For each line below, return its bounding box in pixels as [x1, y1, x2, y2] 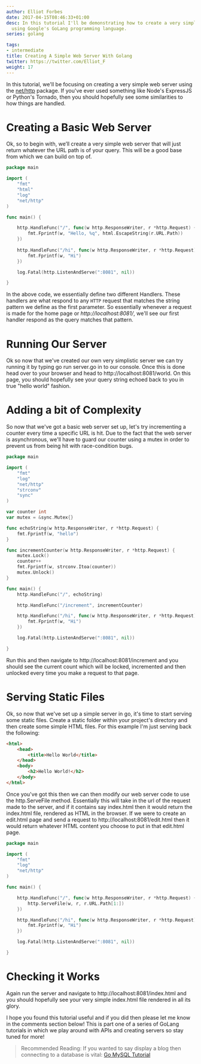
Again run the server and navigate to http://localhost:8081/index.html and [6, 989, 187, 997]
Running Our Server [6, 337, 107, 351]
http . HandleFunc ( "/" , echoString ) [17, 591, 103, 598]
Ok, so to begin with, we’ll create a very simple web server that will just [6, 140, 181, 147]
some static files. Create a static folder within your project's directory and [6, 716, 187, 723]
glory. [6, 1002, 21, 1010]
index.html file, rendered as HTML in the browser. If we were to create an [6, 810, 187, 817]
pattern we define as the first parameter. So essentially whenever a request [6, 304, 192, 311]
